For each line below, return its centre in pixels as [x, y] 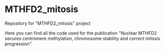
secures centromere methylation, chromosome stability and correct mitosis [82, 38]
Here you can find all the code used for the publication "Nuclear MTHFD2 [81, 33]
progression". [19, 43]
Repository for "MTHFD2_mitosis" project [48, 23]
